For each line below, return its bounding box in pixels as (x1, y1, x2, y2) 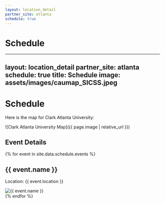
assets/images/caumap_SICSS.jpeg (5, 78, 118, 87)
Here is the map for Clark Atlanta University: (5, 114, 94, 120)
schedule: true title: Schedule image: (5, 71, 121, 79)
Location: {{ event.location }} (5, 178, 64, 184)
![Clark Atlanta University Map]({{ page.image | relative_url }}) (5, 124, 130, 130)
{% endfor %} (5, 193, 33, 199)
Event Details (5, 138, 47, 146)
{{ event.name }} (5, 165, 58, 174)
